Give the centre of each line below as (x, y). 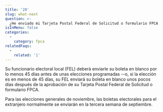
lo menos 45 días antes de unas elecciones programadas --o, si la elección (81, 74)
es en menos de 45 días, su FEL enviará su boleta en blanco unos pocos (78, 79)
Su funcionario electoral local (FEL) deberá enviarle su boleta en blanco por (81, 69)
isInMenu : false (21, 28)
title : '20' (17, 10)
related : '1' (27, 55)
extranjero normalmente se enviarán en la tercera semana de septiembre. (79, 104)
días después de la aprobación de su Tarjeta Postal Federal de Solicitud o (79, 85)
